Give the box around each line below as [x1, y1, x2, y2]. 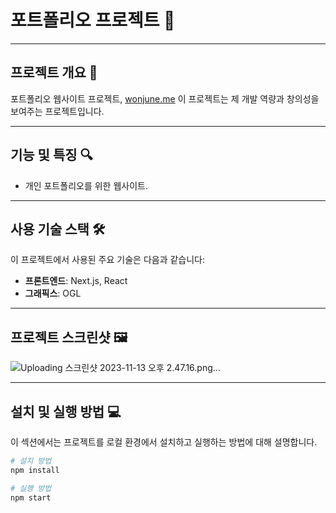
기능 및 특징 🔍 [10, 147, 93, 164]
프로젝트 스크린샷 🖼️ [10, 329, 128, 346]
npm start [10, 492, 52, 503]
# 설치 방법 [10, 456, 52, 466]
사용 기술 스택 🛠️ [10, 221, 106, 238]
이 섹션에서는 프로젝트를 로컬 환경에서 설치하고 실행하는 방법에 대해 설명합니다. [10, 436, 318, 448]
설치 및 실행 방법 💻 [10, 403, 122, 420]
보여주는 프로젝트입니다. [10, 105, 105, 117]
